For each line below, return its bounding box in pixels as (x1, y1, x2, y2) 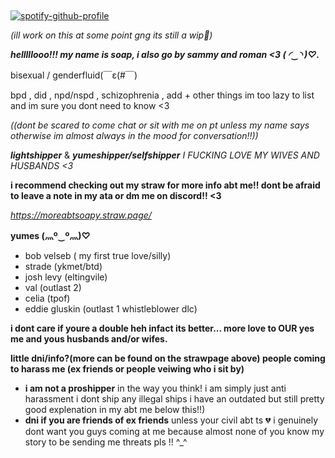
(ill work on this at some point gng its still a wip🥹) (10, 29, 213, 41)
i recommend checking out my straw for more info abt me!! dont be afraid (10, 179, 321, 191)
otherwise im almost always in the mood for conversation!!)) (10, 130, 259, 142)
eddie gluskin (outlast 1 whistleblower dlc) (24, 303, 198, 315)
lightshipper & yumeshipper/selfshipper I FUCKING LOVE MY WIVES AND (10, 149, 320, 161)
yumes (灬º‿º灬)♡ (10, 230, 91, 242)
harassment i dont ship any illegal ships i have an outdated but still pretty (24, 393, 325, 405)
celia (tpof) (24, 292, 71, 305)
